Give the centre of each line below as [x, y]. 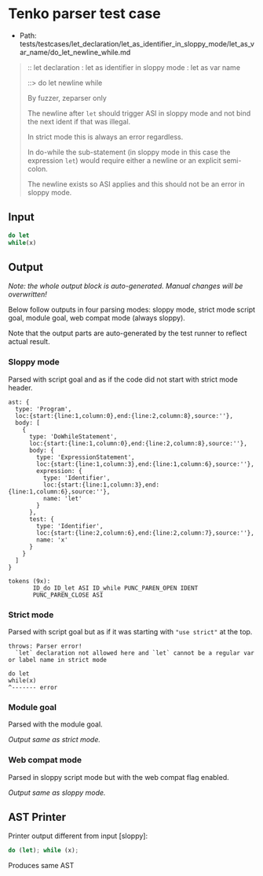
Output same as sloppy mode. [57, 793]
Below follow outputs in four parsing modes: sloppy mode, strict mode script [132, 310]
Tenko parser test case [84, 14]
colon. [38, 168]
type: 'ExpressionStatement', [86, 457]
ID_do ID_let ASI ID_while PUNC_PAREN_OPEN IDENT [115, 588]
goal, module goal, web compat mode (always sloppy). [97, 318]
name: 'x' [52, 540]
